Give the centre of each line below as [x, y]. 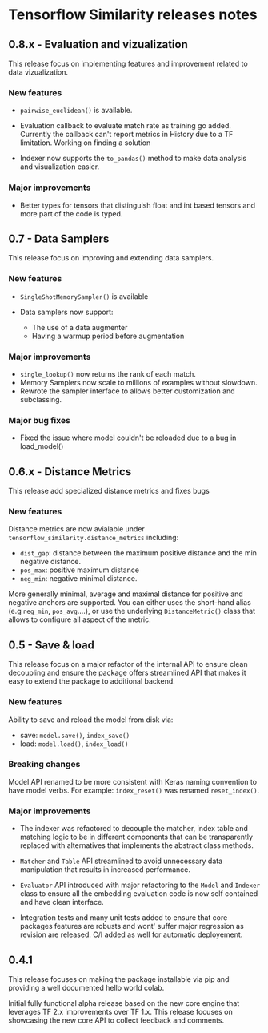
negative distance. [50, 562]
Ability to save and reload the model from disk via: [91, 720]
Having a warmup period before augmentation [108, 336]
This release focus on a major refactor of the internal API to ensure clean [128, 664]
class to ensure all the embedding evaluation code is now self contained [139, 894]
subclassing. [41, 399]
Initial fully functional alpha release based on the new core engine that [124, 1003]
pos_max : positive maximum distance [80, 570]
